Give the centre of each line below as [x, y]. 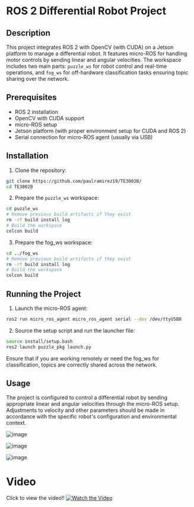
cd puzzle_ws [22, 209]
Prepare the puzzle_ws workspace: [57, 198]
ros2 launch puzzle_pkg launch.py [49, 347]
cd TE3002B [20, 187]
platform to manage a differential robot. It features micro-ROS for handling [97, 54]
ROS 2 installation [36, 112]
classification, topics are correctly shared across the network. [82, 365]
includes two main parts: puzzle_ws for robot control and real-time [87, 66]
